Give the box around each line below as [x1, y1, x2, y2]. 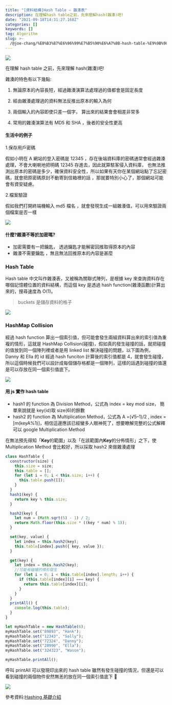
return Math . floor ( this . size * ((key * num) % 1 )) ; [14, 520, 127, 525]
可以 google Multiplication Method [12, 426, 85, 433]
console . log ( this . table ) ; [14, 605, 70, 611]
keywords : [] [5, 27, 33, 32]
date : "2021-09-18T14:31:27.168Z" [5, 17, 79, 22]
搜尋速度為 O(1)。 [18, 288, 56, 294]
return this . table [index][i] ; [24, 582, 88, 587]
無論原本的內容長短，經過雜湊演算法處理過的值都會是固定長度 [12, 87, 143, 93]
